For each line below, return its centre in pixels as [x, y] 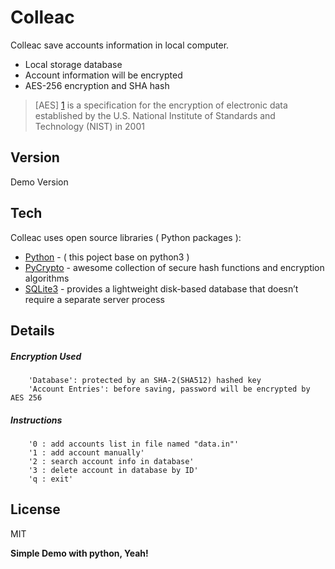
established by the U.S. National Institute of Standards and [155, 115]
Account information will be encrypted [103, 75]
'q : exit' [51, 479]
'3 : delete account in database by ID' [113, 470]
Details [32, 330]
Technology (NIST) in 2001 [89, 126]
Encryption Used [46, 356]
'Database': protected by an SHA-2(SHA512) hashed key [145, 380]
